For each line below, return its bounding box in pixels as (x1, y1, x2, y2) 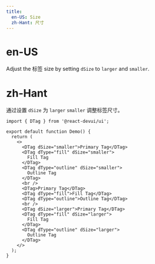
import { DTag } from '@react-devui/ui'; (6, 119, 110, 125)
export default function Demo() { (6, 129, 91, 135)
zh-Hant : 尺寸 (11, 19, 44, 25)
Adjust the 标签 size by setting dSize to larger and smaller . (6, 66, 150, 73)
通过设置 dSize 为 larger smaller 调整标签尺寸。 (6, 107, 123, 114)
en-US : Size (11, 14, 41, 20)
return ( (11, 134, 33, 140)
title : (6, 8, 22, 15)
